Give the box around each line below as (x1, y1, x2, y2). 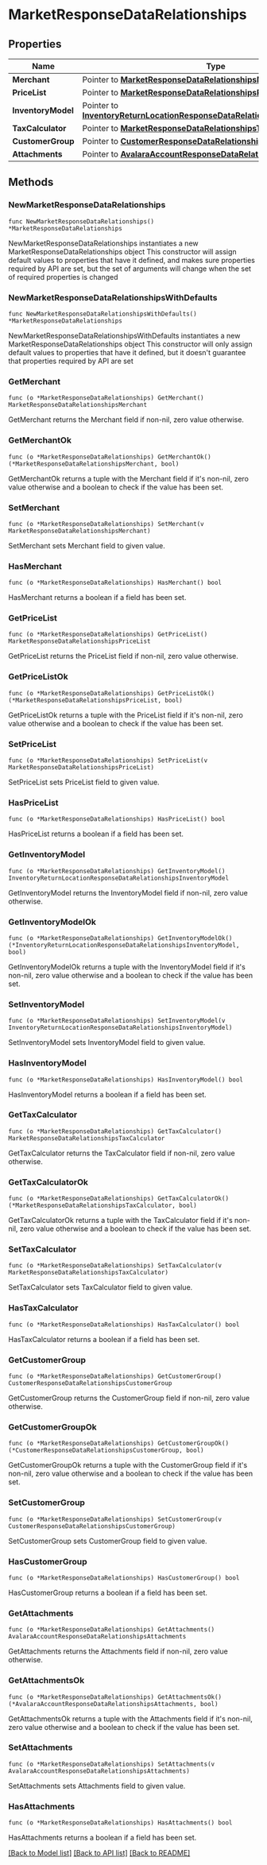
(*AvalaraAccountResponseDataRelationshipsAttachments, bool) (8, 1700, 219, 1708)
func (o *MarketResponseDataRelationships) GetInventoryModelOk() (8, 934, 233, 942)
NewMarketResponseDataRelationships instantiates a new (8, 238, 199, 248)
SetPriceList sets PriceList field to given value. (8, 777, 161, 787)
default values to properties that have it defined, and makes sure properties (8, 255, 256, 265)
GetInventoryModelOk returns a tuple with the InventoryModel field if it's (8, 962, 246, 971)
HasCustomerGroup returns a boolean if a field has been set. (8, 1588, 208, 1597)
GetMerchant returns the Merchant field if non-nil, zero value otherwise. (8, 415, 245, 424)
